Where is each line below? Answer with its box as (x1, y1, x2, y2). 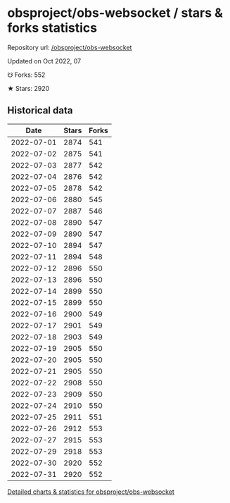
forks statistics (7, 20, 97, 36)
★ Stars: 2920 (7, 84, 50, 92)
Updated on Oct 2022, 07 (7, 56, 82, 65)
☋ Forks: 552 (7, 70, 46, 79)
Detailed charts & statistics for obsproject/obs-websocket (7, 488, 174, 496)
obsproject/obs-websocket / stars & (7, 5, 224, 21)
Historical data (7, 104, 73, 117)
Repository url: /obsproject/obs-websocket (7, 43, 132, 51)
